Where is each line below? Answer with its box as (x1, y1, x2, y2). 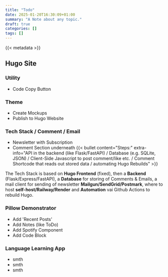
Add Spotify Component (12, 227, 63, 233)
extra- (134, 145, 147, 151)
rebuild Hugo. (5, 192, 34, 198)
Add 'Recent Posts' (12, 216, 53, 222)
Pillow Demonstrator (5, 205, 56, 212)
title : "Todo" (5, 7, 35, 13)
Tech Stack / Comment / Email (5, 128, 80, 135)
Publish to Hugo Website (12, 115, 64, 121)
